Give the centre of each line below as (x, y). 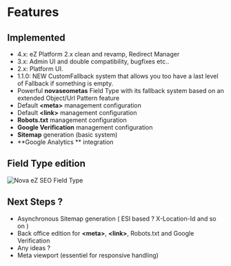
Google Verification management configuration (85, 127)
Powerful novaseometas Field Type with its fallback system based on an (120, 91)
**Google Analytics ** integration (65, 142)
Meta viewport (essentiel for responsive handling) (88, 255)
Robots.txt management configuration (72, 120)
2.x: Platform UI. (40, 69)
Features (33, 12)
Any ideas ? (33, 247)
